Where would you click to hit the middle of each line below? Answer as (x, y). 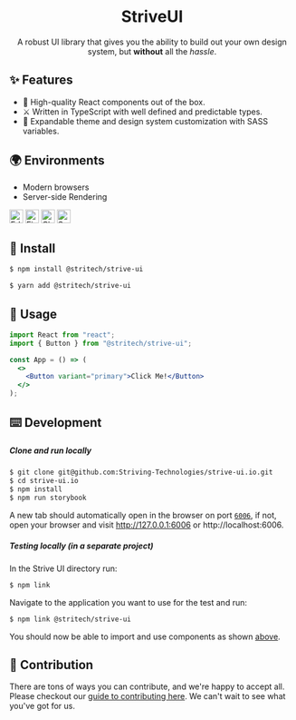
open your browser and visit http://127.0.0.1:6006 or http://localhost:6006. (147, 525)
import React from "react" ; (62, 335)
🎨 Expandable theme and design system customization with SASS (145, 121)
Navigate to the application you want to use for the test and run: (128, 602)
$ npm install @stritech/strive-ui (76, 270)
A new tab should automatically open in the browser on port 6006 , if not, (143, 515)
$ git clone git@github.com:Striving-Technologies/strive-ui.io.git (141, 473)
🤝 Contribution (51, 665)
